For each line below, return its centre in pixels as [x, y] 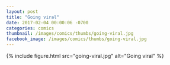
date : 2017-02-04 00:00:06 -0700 [47, 22]
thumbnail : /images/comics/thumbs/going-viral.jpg [70, 34]
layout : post [22, 12]
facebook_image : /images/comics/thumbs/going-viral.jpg [76, 39]
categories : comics [30, 28]
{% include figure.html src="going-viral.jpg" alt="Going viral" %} [85, 56]
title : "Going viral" [33, 17]
